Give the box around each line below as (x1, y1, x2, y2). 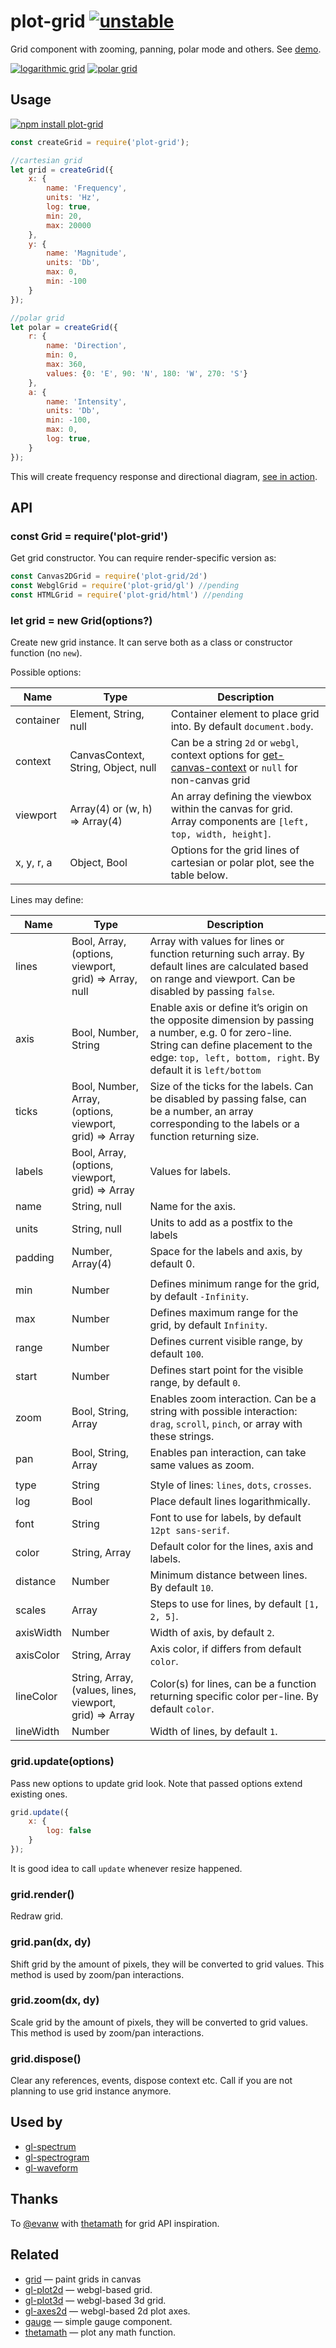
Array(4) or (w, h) (69, 802, 153, 816)
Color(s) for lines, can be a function (149, 1677, 317, 1691)
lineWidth (15, 1725, 60, 1739)
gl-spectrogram (24, 2151, 90, 2163)
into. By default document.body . (170, 720, 314, 734)
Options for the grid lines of (170, 843, 300, 857)
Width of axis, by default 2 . (149, 1626, 275, 1640)
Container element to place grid (170, 707, 320, 721)
